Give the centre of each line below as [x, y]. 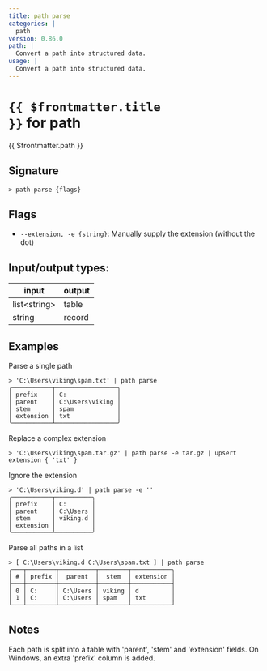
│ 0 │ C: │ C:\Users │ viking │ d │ [92, 591]
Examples [34, 346]
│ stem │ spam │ [65, 409]
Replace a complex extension [57, 438]
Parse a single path [40, 365]
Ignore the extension [43, 475]
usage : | [23, 62]
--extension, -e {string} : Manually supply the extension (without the [138, 234]
